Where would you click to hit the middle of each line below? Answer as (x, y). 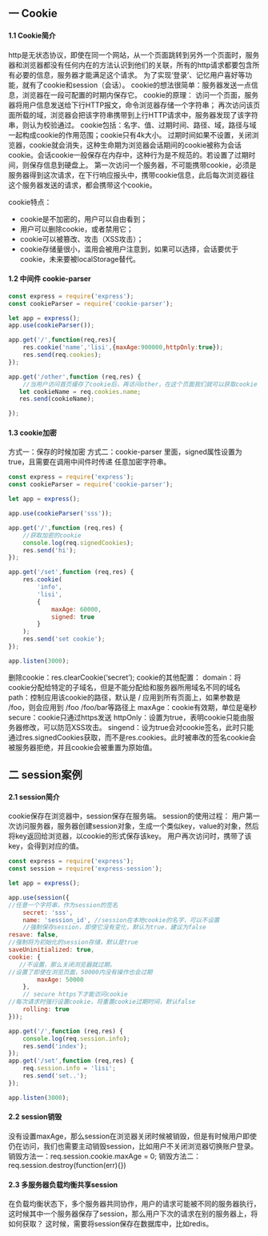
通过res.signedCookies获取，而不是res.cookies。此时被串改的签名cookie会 (132, 737)
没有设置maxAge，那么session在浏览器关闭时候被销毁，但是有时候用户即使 (133, 1136)
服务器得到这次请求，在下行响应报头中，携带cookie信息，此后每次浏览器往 (132, 175)
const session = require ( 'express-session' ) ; (85, 869)
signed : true (72, 617)
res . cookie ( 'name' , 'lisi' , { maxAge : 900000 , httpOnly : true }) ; (123, 347)
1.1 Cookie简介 (32, 35)
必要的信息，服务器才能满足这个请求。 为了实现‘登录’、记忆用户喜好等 (130, 74)
